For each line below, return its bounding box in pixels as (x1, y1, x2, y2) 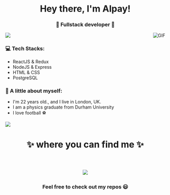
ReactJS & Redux (12, 59, 49, 65)
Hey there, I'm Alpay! (40, 3, 131, 15)
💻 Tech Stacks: (5, 45, 45, 52)
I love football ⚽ (12, 110, 47, 116)
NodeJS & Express (12, 64, 52, 70)
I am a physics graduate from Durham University (12, 104, 114, 110)
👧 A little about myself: (5, 87, 62, 94)
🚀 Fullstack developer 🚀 (55, 21, 115, 28)
